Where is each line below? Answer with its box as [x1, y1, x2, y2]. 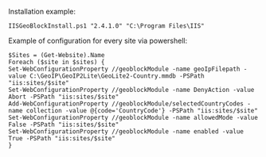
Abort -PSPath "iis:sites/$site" [8, 93, 119, 101]
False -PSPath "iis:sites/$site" [8, 121, 119, 128]
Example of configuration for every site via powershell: [8, 36, 188, 45]
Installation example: [8, 7, 76, 16]
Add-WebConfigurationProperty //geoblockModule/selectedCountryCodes [8, 100, 244, 108]
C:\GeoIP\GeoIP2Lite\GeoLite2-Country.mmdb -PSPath [29, 72, 205, 80]
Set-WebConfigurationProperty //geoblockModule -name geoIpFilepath [8, 65, 241, 73]
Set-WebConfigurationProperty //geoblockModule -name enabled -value [8, 128, 244, 136]
